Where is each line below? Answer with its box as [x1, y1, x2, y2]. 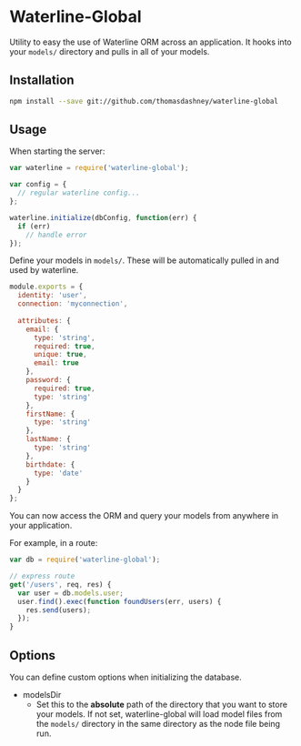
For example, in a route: [9, 538, 98, 549]
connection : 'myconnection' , [17, 299, 128, 308]
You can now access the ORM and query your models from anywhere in [9, 510, 279, 521]
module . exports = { [9, 282, 84, 292]
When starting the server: [9, 146, 105, 156]
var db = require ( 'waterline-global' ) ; [9, 555, 161, 565]
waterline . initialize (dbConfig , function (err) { [9, 213, 197, 222]
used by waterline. [9, 265, 79, 276]
